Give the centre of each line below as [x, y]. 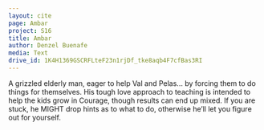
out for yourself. [35, 117]
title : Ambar [30, 38]
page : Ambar [28, 23]
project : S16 [30, 30]
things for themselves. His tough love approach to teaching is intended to [130, 91]
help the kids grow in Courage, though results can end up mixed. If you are [132, 100]
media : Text [28, 53]
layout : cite [30, 16]
